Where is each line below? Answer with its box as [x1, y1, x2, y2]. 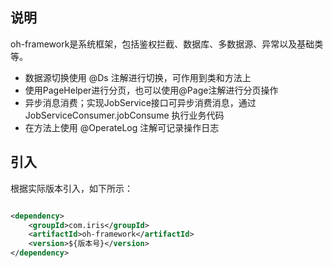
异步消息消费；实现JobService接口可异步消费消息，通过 [24, 96, 257, 108]
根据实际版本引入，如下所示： [10, 182, 133, 194]
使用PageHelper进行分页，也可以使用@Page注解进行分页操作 [24, 84, 279, 96]
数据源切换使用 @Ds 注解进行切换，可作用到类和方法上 [24, 71, 252, 83]
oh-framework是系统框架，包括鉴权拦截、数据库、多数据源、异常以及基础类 [10, 38, 324, 50]
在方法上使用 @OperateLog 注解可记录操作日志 [24, 121, 220, 133]
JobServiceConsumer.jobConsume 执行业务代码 [24, 109, 225, 121]
